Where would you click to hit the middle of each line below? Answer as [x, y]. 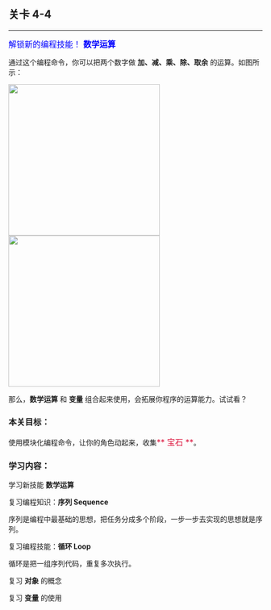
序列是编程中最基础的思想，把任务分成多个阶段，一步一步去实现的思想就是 [132, 520]
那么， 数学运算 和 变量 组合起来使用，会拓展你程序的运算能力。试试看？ [128, 399]
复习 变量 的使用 [35, 598]
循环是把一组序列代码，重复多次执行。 [72, 564]
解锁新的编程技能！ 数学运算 [62, 44]
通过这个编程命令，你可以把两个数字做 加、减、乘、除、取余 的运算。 [123, 62]
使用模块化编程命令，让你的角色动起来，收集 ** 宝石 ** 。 [105, 442]
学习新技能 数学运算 [41, 485]
